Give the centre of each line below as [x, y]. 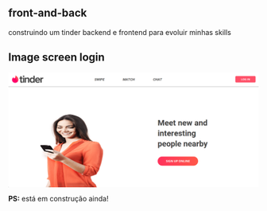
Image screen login [56, 58]
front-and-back [48, 13]
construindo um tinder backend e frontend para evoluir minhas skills [120, 32]
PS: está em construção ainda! [58, 199]
